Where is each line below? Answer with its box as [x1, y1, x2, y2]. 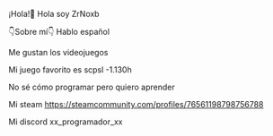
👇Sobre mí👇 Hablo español [8, 27, 110, 37]
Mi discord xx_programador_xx [8, 116, 123, 127]
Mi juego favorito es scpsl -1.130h [8, 64, 132, 75]
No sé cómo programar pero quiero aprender [8, 81, 176, 92]
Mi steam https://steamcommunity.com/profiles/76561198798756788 [8, 99, 264, 109]
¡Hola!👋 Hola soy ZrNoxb [8, 9, 100, 19]
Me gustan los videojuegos [8, 47, 109, 57]
